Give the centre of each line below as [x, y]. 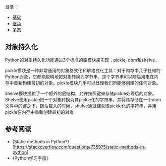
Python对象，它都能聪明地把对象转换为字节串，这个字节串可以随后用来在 [80, 77]
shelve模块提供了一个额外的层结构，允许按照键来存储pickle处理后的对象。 [81, 93]
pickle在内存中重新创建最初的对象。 [42, 112]
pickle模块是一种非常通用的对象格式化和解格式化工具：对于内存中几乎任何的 [83, 70]
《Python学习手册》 [31, 158]
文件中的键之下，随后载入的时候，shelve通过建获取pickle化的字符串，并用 [81, 106]
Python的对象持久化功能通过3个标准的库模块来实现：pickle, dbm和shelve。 [82, 60]
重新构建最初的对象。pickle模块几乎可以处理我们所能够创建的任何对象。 [87, 83]
